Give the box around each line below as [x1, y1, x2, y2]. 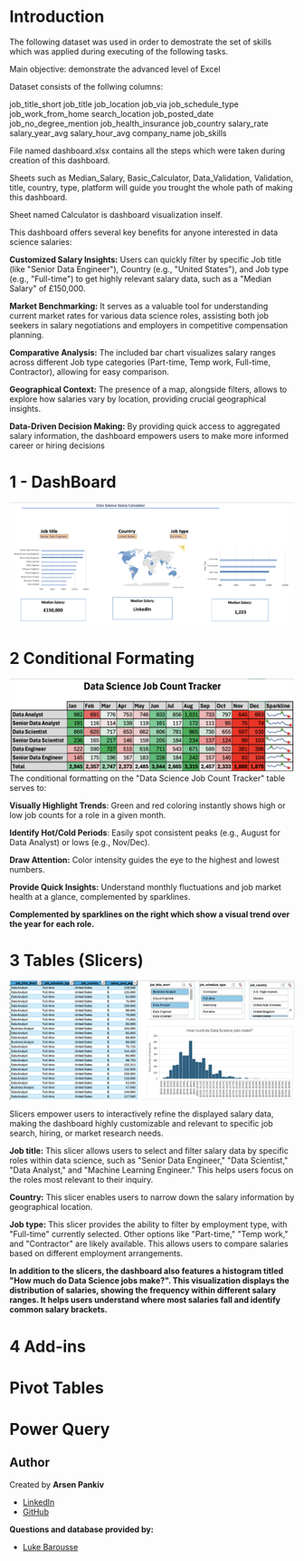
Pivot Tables [9, 1377, 104, 1398]
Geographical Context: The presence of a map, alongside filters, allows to [9, 384, 288, 395]
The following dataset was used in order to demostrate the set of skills [9, 36, 272, 47]
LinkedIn [22, 1497, 55, 1507]
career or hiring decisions [9, 440, 106, 451]
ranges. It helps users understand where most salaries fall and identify [9, 1294, 280, 1305]
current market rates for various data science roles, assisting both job [9, 310, 270, 321]
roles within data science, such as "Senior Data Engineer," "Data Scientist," [9, 1155, 289, 1166]
